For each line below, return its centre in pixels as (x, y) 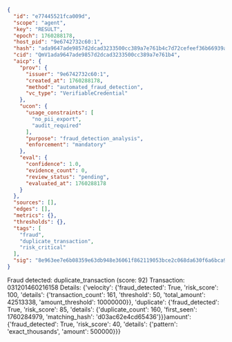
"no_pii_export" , (57, 119)
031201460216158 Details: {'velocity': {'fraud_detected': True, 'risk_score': (113, 287)
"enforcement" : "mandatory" (66, 145)
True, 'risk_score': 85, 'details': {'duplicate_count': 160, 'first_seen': (102, 309)
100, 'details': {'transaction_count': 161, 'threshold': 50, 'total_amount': (106, 294)
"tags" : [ (27, 228)
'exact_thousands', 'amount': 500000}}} (64, 331)
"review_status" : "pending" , (67, 177)
